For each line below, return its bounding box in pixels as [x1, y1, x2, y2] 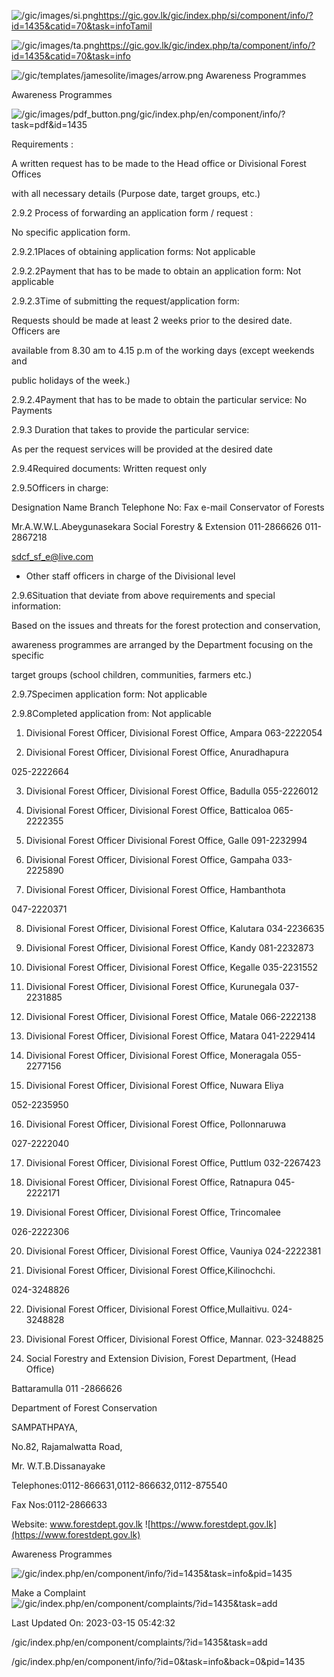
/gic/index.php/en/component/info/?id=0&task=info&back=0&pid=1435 [11, 1656, 306, 1667]
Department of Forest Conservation [11, 1402, 158, 1414]
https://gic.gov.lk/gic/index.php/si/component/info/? [98, 10, 314, 21]
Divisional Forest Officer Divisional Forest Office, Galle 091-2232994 [25, 835, 308, 846]
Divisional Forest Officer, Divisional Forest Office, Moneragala [25, 1050, 279, 1061]
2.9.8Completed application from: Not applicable [11, 708, 212, 719]
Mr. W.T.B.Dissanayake [11, 1460, 106, 1472]
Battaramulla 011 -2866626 [11, 1383, 123, 1394]
